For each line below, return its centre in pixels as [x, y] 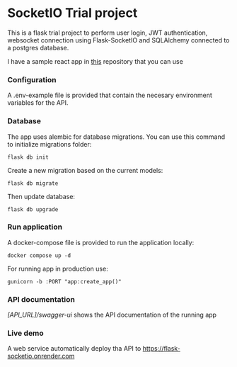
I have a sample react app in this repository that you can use [96, 61]
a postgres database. [38, 47]
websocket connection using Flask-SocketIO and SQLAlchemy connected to [118, 40]
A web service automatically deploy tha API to [74, 349]
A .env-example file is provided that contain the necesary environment [110, 95]
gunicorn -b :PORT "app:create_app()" [64, 281]
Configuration [32, 79]
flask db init [28, 157]
